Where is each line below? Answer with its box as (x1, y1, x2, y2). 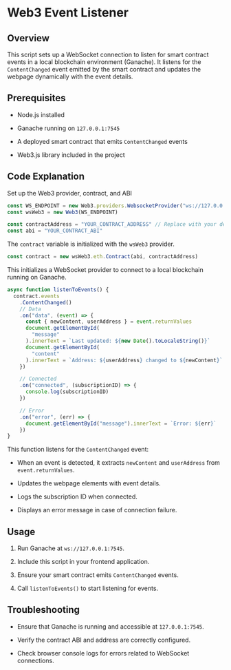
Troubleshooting (7, 604, 80, 616)
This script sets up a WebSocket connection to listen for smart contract (7, 50, 209, 59)
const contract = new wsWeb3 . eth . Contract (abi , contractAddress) (7, 253, 198, 260)
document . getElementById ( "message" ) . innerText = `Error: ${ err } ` (25, 420, 217, 427)
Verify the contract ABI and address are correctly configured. (16, 636, 191, 644)
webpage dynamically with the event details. (7, 72, 133, 81)
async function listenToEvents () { (7, 286, 109, 293)
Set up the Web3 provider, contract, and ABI (7, 189, 133, 197)
